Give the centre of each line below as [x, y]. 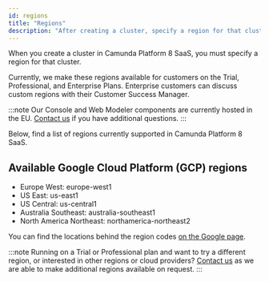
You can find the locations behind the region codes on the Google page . [127, 236]
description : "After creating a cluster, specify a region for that [125, 30]
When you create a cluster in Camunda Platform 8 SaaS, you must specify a [133, 54]
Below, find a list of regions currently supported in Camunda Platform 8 [125, 134]
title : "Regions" [37, 23]
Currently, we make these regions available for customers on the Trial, [124, 78]
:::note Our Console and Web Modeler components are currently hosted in [130, 110]
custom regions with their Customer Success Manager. [99, 95]
